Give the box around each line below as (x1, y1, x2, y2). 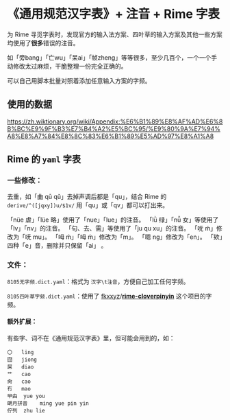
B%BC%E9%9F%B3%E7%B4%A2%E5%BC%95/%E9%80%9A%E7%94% (7, 124, 221, 132)
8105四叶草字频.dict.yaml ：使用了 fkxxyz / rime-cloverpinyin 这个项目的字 (7, 292, 212, 300)
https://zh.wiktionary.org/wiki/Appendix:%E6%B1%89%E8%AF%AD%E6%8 (7, 117, 223, 126)
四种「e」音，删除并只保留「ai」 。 (7, 242, 107, 250)
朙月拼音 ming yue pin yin (7, 399, 89, 407)
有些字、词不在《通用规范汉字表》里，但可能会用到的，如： (7, 334, 175, 342)
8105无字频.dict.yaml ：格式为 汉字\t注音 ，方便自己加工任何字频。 (7, 277, 190, 285)
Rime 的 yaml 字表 (7, 154, 81, 165)
